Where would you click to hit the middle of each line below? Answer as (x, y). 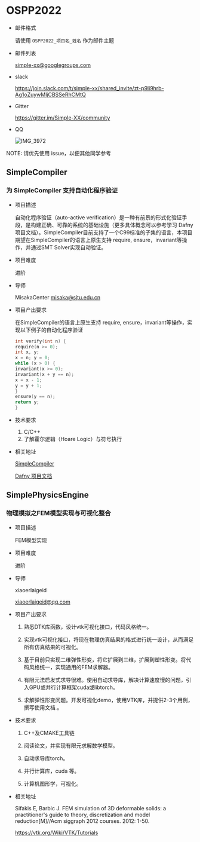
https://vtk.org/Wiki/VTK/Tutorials (56, 832)
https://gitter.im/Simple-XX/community (62, 118)
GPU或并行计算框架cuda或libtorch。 (73, 687)
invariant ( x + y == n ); (44, 374)
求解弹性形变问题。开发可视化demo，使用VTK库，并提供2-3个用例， (108, 700)
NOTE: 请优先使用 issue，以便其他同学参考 (59, 153)
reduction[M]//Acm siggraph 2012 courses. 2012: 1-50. (82, 821)
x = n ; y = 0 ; (32, 358)
